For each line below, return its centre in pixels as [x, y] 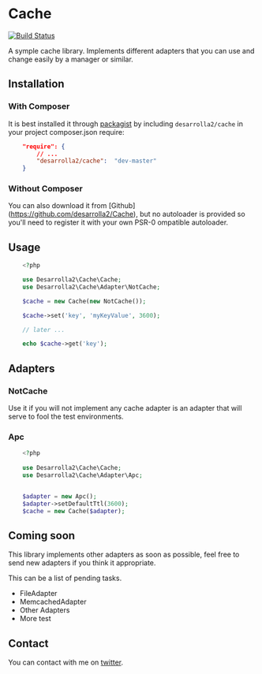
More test [35, 619]
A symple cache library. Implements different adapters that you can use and [131, 50]
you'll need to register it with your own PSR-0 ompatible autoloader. [118, 222]
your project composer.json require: [66, 132]
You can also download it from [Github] [72, 206]
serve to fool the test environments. [66, 417]
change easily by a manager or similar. [71, 59]
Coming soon [42, 536]
